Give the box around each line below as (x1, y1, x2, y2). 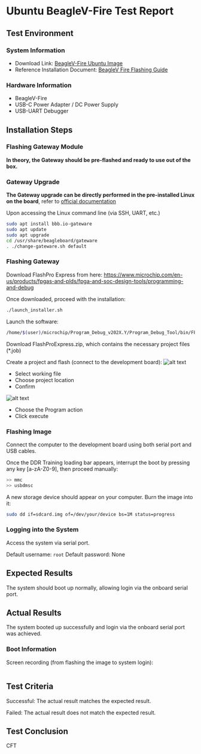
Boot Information (6, 645, 57, 653)
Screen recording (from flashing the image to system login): (6, 659, 154, 666)
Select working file (14, 370, 62, 377)
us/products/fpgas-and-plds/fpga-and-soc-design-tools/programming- (6, 277, 184, 284)
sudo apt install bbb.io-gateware (6, 221, 93, 227)
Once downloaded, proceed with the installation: (6, 295, 126, 302)
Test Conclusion (6, 726, 69, 736)
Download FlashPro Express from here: (6, 271, 103, 278)
